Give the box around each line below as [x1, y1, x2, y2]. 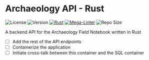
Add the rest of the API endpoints [12, 38, 81, 45]
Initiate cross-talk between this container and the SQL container [12, 50, 144, 56]
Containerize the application [12, 44, 71, 50]
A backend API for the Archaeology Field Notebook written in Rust [5, 29, 141, 35]
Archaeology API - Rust [5, 3, 104, 14]
